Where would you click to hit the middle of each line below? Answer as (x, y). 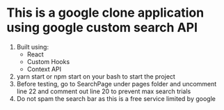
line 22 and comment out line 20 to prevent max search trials (104, 91)
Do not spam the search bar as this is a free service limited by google (116, 98)
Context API (44, 69)
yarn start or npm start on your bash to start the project (96, 76)
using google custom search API (102, 28)
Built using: (33, 47)
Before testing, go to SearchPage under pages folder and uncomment (117, 84)
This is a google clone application (105, 13)
